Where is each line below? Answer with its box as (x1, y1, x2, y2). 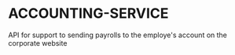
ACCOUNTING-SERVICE (8, 5, 169, 22)
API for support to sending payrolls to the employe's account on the (8, 30, 228, 40)
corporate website (8, 38, 68, 47)
